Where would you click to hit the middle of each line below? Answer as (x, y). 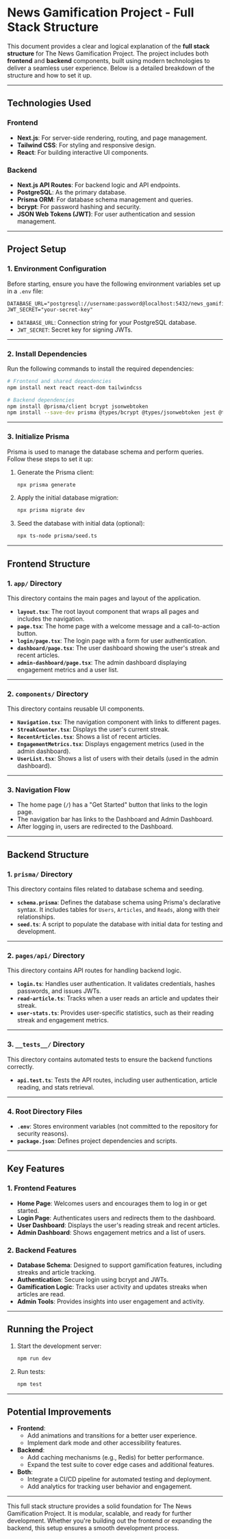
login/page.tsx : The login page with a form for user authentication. (112, 640)
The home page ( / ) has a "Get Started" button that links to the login (112, 805)
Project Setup (37, 249)
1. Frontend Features (42, 1188)
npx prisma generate (46, 484)
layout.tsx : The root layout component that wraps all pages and (108, 611)
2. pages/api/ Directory (46, 956)
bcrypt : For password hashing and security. (79, 206)
